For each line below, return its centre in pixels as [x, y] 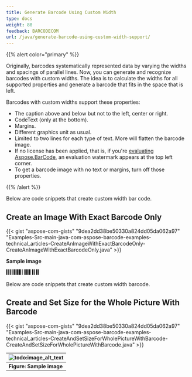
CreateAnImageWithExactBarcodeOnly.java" [59, 250]
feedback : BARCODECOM [32, 31]
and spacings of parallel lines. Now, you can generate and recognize [89, 72]
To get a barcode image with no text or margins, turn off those [90, 169]
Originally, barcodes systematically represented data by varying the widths [96, 66]
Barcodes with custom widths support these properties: [73, 102]
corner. [23, 164]
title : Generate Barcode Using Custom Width [61, 12]
